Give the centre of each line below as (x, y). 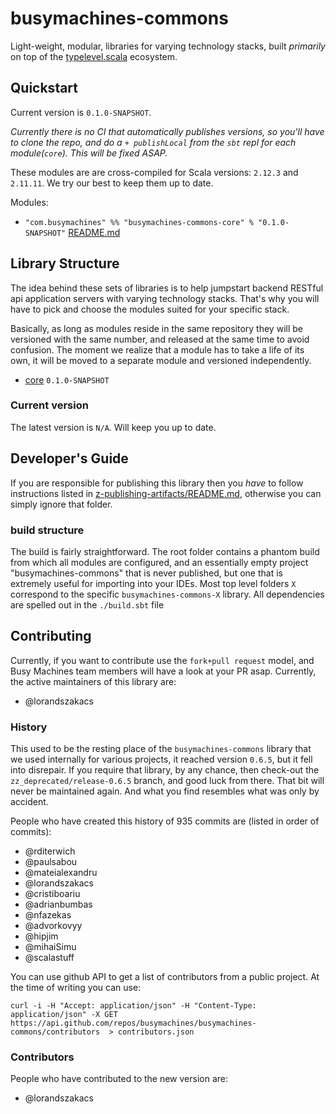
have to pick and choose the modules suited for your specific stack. (150, 309)
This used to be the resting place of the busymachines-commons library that (161, 749)
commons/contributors (55, 1032)
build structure (47, 530)
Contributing (51, 636)
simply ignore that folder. (61, 504)
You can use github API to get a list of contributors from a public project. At (165, 977)
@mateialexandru (61, 873)
